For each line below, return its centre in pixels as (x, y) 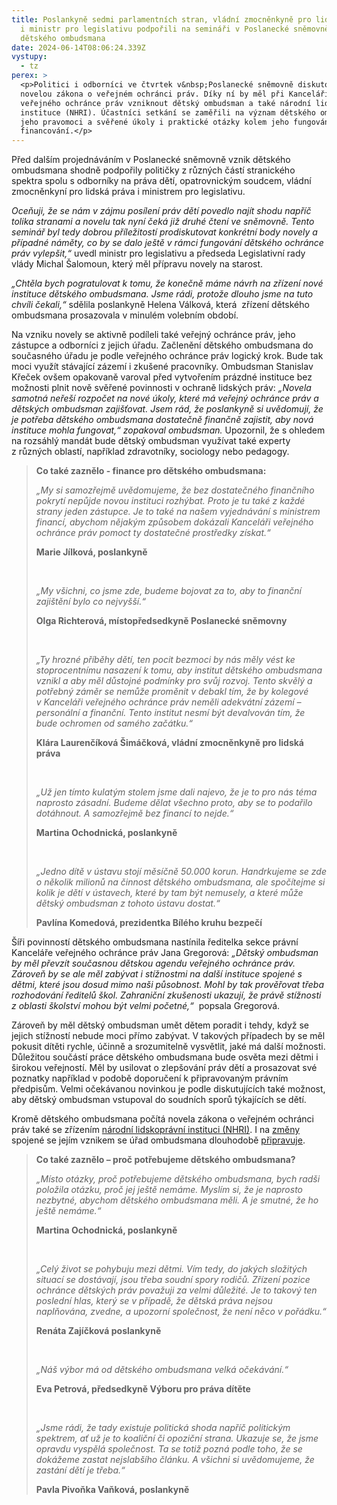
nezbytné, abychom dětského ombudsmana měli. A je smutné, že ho (177, 1200)
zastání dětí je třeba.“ (80, 1470)
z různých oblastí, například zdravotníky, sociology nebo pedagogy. (150, 452)
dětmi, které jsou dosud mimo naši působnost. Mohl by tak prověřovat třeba (167, 985)
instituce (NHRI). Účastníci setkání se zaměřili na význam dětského (168, 112)
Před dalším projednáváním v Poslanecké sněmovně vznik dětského (151, 160)
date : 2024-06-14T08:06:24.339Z (78, 47)
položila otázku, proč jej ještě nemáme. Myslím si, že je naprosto (169, 1190)
